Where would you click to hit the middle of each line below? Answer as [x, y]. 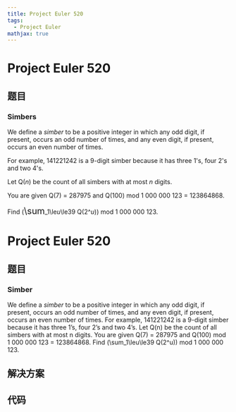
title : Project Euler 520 [45, 14]
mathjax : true [28, 34]
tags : [15, 20]
